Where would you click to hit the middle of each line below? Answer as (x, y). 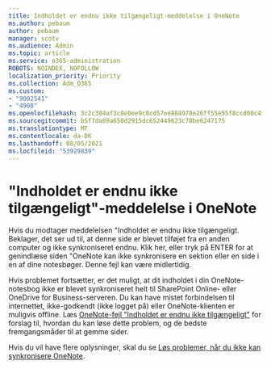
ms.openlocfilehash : (43, 114)
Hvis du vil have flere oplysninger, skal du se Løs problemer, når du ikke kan (135, 347)
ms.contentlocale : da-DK (50, 136)
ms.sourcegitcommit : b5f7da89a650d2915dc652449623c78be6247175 (117, 121)
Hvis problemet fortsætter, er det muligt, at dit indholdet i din (109, 280)
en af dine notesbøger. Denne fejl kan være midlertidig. (100, 265)
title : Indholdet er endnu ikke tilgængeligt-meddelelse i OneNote (124, 16)
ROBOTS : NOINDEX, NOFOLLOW (54, 69)
